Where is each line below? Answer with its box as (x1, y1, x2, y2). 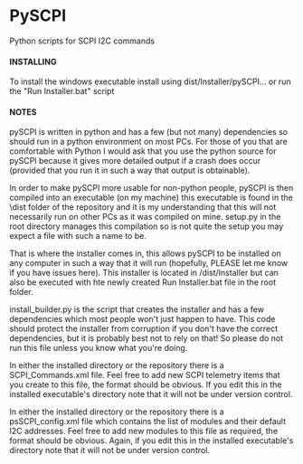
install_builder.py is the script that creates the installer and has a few (9, 304, 265, 315)
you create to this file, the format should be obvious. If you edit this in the (9, 379, 282, 390)
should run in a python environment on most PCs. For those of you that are (9, 137, 288, 147)
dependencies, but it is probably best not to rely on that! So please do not (9, 333, 284, 344)
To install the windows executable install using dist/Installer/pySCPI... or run (9, 76, 291, 87)
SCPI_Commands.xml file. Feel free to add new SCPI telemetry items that (9, 370, 280, 381)
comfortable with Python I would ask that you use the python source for (9, 146, 277, 156)
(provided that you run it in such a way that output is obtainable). (9, 165, 251, 176)
